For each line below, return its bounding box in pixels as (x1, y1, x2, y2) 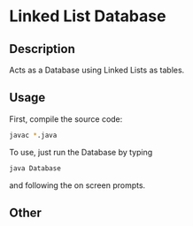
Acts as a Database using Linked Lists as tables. (9, 64, 185, 75)
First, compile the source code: (9, 113, 123, 124)
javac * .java (9, 131, 58, 139)
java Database (9, 163, 62, 173)
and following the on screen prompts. (9, 179, 146, 191)
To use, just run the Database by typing (9, 147, 153, 157)
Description (9, 41, 75, 56)
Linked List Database (9, 6, 166, 26)
